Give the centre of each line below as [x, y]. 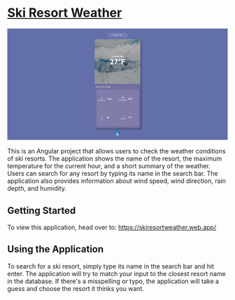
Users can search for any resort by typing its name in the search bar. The [113, 174]
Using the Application [56, 249]
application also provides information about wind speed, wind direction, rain [116, 181]
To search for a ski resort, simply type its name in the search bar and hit [111, 266]
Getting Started [42, 211]
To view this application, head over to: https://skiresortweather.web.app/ [112, 227]
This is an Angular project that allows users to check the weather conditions [116, 151]
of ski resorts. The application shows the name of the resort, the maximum [115, 158]
